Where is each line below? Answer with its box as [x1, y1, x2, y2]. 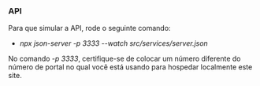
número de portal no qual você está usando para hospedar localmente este [8, 62, 253, 72]
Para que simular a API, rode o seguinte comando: [8, 24, 171, 33]
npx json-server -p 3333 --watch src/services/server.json [19, 39, 209, 48]
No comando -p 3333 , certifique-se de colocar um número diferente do [8, 54, 241, 64]
